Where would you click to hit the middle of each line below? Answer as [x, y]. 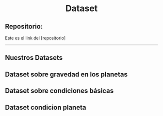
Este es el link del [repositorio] [35, 38]
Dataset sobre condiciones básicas [59, 91]
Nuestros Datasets [34, 58]
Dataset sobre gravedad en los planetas [66, 74]
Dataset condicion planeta [46, 107]
